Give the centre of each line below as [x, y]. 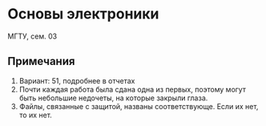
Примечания [41, 61]
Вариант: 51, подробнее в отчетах [77, 80]
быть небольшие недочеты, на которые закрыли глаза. [113, 98]
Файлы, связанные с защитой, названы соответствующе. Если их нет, [139, 106]
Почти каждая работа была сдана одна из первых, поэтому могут [132, 89]
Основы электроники [83, 14]
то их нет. [36, 115]
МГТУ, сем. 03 [32, 36]
